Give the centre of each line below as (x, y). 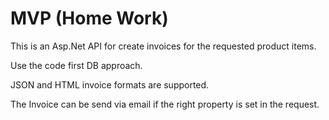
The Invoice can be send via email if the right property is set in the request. (165, 104)
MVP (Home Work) (89, 18)
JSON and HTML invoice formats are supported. (110, 84)
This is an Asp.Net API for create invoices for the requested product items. (163, 46)
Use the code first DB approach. (76, 65)
